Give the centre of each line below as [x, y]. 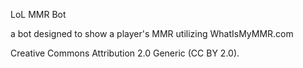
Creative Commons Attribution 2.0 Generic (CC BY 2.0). [125, 53]
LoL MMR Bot [38, 14]
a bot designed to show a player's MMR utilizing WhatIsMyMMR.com [152, 33]
